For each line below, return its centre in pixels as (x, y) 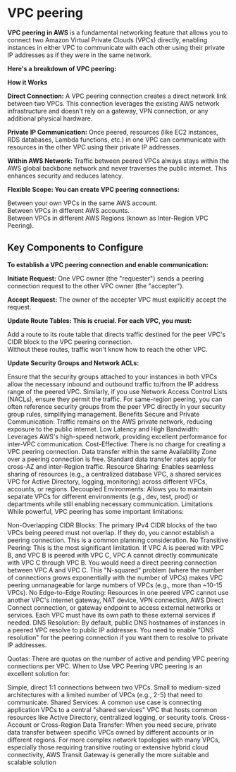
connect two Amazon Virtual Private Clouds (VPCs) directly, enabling (107, 39)
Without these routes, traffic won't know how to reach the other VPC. (107, 349)
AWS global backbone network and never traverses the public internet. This (117, 168)
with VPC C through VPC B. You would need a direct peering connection (112, 563)
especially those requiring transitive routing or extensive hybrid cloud (108, 747)
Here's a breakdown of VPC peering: (62, 68)
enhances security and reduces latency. (65, 176)
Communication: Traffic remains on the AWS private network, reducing (110, 422)
